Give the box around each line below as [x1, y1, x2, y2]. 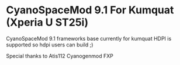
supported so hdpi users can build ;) [6, 41, 94, 48]
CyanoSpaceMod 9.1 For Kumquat [6, 3, 174, 17]
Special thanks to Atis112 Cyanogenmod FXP [6, 52, 114, 59]
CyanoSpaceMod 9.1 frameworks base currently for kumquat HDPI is [6, 35, 172, 42]
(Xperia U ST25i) [6, 16, 89, 29]
